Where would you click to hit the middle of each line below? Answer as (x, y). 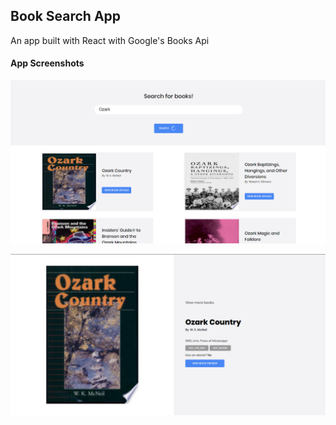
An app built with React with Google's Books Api (110, 40)
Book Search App (66, 16)
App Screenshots (47, 63)
